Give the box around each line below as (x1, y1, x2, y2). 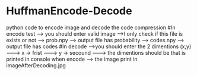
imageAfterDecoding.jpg (6, 61, 66, 69)
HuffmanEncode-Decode (6, 4, 132, 18)
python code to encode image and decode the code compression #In (6, 24, 176, 31)
